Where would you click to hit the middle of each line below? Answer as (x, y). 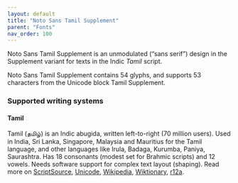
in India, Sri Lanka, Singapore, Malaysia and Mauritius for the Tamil (105, 142)
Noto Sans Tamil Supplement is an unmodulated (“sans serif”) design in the (117, 54)
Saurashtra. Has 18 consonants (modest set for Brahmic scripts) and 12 (111, 157)
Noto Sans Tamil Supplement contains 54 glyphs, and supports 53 (104, 75)
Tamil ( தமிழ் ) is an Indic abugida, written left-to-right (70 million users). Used (119, 134)
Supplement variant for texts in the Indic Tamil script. (85, 62)
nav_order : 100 (30, 34)
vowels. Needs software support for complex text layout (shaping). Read (113, 165)
